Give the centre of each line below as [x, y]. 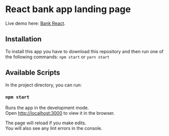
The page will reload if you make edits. [46, 123]
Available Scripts [33, 73]
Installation [23, 39]
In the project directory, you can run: [44, 85]
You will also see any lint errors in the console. [54, 128]
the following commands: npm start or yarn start [58, 57]
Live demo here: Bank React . [35, 23]
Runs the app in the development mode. [47, 108]
